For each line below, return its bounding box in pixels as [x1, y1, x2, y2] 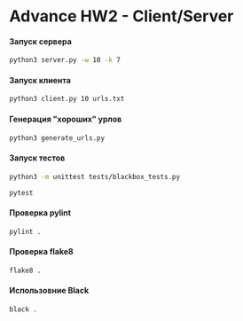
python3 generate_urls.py [9, 133, 105, 143]
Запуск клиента [9, 74, 71, 85]
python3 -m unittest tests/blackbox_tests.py [9, 172, 180, 181]
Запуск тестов [9, 153, 66, 163]
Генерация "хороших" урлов [9, 114, 122, 124]
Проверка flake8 [9, 247, 74, 257]
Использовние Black [9, 286, 90, 296]
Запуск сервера [9, 35, 73, 46]
